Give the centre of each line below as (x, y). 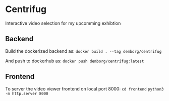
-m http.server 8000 (27, 93)
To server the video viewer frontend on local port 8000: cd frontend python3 (84, 88)
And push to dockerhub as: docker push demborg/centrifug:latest (75, 61)
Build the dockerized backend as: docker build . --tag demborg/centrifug (83, 51)
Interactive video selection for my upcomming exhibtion (63, 23)
